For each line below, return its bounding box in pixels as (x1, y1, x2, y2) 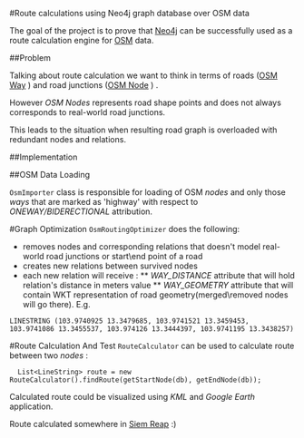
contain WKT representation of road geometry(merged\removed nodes (22, 289, 289, 300)
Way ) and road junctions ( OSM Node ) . (9, 80, 159, 90)
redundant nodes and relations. (9, 134, 127, 144)
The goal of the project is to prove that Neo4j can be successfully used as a (9, 25, 293, 35)
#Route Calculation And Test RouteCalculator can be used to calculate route (9, 340, 295, 351)
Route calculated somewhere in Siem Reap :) (9, 419, 177, 429)
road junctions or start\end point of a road (45, 251, 203, 261)
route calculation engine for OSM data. (9, 35, 154, 45)
